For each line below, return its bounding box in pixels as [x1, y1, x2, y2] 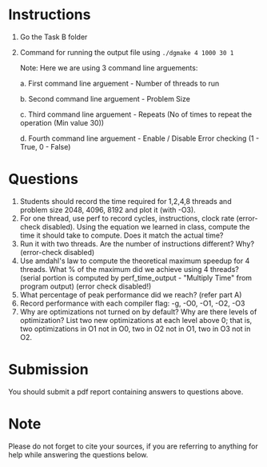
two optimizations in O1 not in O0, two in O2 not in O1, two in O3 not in [19, 324, 251, 333]
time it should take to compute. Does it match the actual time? [19, 230, 224, 240]
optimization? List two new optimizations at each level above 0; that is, [19, 315, 253, 325]
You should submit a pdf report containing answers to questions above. [8, 386, 244, 397]
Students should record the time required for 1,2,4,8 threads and [19, 196, 232, 206]
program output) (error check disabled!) [19, 281, 152, 291]
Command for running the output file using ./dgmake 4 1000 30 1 [19, 47, 234, 57]
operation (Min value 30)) [19, 118, 105, 127]
